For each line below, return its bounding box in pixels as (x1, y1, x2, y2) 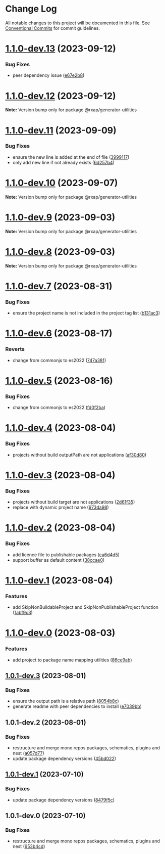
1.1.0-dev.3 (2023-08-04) (5, 469, 116, 481)
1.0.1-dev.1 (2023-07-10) (5, 770, 84, 779)
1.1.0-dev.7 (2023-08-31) (5, 280, 113, 292)
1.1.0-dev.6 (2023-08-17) (5, 328, 113, 339)
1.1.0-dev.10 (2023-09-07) (5, 177, 118, 189)
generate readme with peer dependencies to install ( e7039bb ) (12, 703, 142, 709)
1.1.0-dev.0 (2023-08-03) (5, 627, 116, 639)
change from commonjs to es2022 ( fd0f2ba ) (12, 404, 106, 411)
